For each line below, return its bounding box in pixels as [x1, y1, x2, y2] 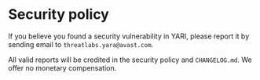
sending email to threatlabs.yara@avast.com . [8, 39, 154, 49]
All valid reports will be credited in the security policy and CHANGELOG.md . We [8, 55, 253, 64]
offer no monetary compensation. [8, 63, 117, 72]
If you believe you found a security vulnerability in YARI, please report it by [8, 31, 250, 41]
